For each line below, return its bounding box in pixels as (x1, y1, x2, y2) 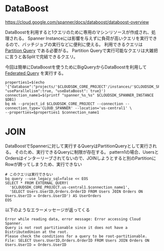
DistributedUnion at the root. (5, 229, 69, 234)
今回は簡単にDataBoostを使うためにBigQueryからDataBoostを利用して (5, 64, 147, 70)
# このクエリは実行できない (5, 172, 54, 177)
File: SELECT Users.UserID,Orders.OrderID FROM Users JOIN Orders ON (5, 238, 150, 243)
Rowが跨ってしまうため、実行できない (5, 161, 82, 167)
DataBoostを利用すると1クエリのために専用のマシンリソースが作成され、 (5, 29, 152, 35)
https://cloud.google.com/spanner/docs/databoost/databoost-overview (5, 19, 149, 25)
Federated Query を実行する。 (5, 70, 66, 76)
